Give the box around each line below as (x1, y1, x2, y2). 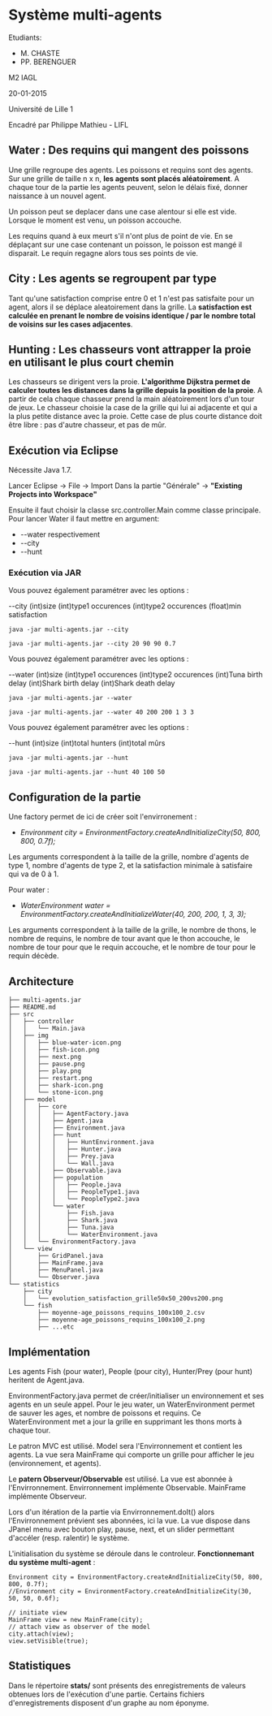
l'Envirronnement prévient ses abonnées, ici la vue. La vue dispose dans (8, 1515, 250, 1525)
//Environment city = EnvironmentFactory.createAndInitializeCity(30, (8, 1587, 253, 1595)
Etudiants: (8, 32, 42, 42)
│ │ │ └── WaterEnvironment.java (8, 1230, 158, 1239)
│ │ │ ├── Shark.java (8, 1217, 118, 1225)
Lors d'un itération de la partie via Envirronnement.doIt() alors (8, 1506, 215, 1516)
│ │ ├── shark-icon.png (8, 1082, 104, 1090)
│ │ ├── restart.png (8, 1074, 93, 1083)
